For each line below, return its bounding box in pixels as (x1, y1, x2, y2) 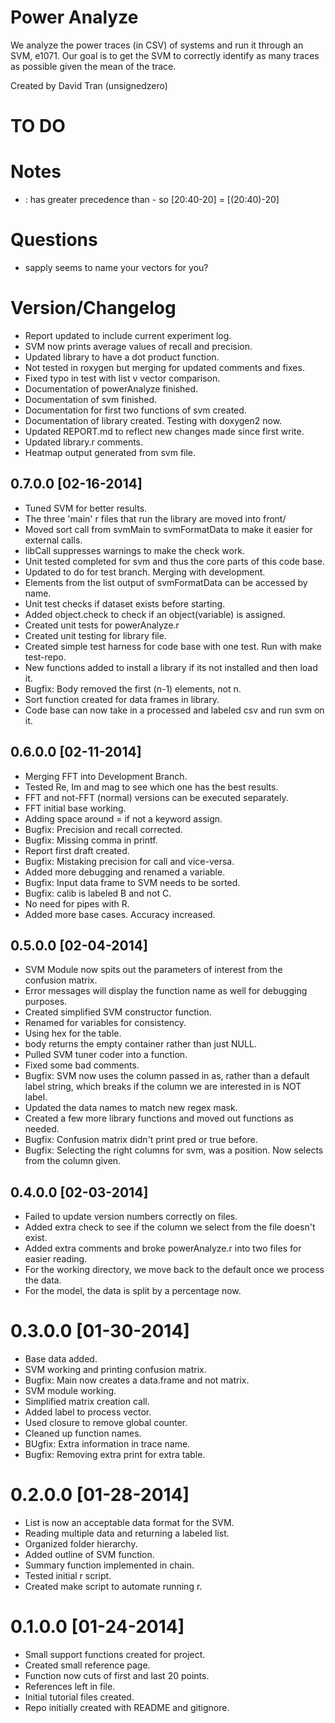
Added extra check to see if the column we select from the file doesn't (24, 1221, 316, 1233)
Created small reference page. (24, 1659, 151, 1671)
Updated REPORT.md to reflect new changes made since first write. (24, 425, 305, 437)
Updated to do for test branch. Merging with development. (24, 566, 266, 578)
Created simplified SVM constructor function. (24, 1006, 212, 1018)
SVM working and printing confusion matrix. (24, 1364, 207, 1376)
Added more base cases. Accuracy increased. (24, 908, 216, 920)
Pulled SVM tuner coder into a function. (24, 1049, 188, 1061)
